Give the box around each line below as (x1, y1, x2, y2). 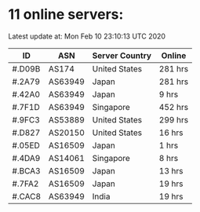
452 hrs (158, 101, 189, 112)
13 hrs (158, 165, 184, 176)
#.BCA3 (12, 165, 41, 176)
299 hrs (158, 114, 189, 125)
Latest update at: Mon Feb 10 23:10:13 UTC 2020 (8, 31, 166, 41)
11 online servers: (8, 5, 124, 24)
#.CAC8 (12, 191, 42, 202)
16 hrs (158, 127, 184, 138)
